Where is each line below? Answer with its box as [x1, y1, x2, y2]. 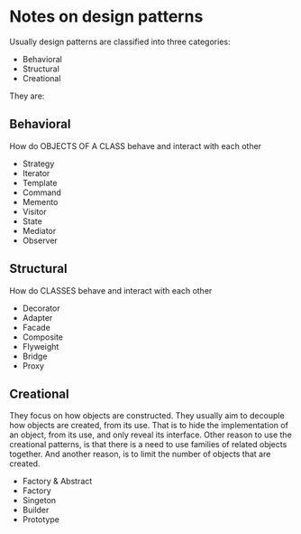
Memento [22, 196, 59, 207]
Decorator [22, 303, 60, 314]
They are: [9, 90, 45, 101]
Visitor [22, 206, 47, 217]
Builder [22, 504, 50, 516]
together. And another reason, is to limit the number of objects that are [9, 449, 271, 460]
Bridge [22, 351, 48, 361]
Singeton [22, 495, 57, 506]
